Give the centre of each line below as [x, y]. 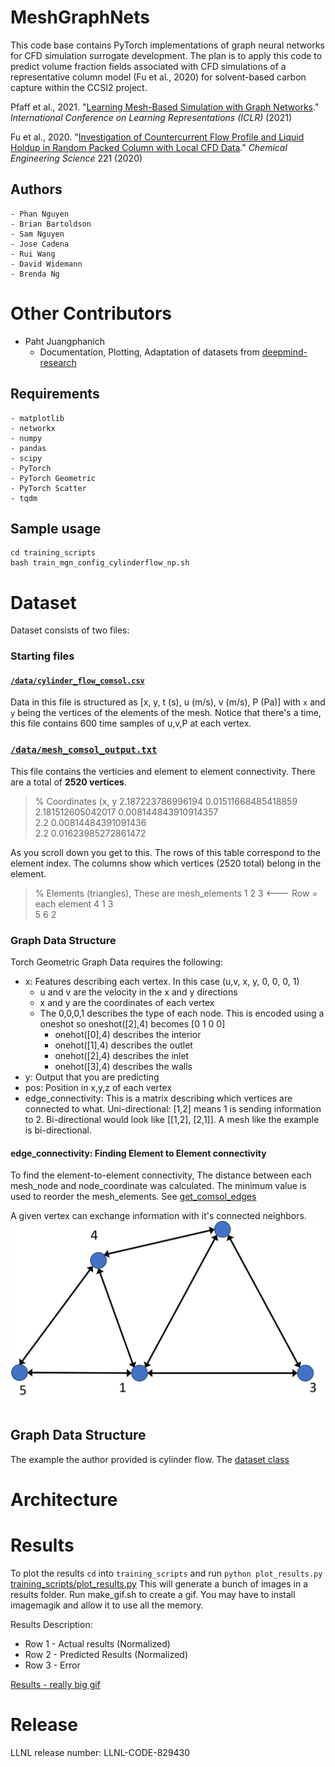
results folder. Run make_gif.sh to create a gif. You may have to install [153, 1594]
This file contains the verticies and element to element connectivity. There [163, 771]
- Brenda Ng [35, 274]
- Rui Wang [33, 254]
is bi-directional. [58, 1130]
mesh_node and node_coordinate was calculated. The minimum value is [158, 1186]
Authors [36, 189]
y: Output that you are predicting [92, 1077]
